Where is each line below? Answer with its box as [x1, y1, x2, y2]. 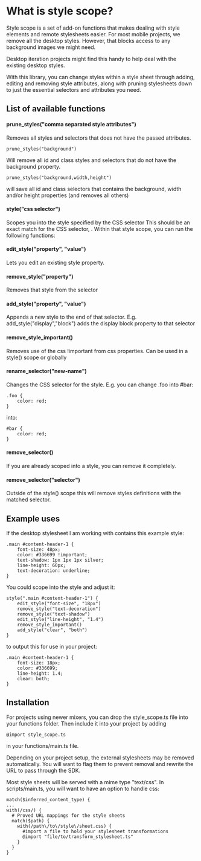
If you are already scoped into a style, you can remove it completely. [6, 462, 176, 469]
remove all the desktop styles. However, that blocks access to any [6, 37, 171, 44]
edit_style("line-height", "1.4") [17, 616, 104, 622]
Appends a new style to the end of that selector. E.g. [6, 313, 137, 321]
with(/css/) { [6, 807, 42, 813]
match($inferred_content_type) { [6, 796, 91, 802]
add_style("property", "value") [6, 300, 86, 307]
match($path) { [11, 817, 50, 824]
